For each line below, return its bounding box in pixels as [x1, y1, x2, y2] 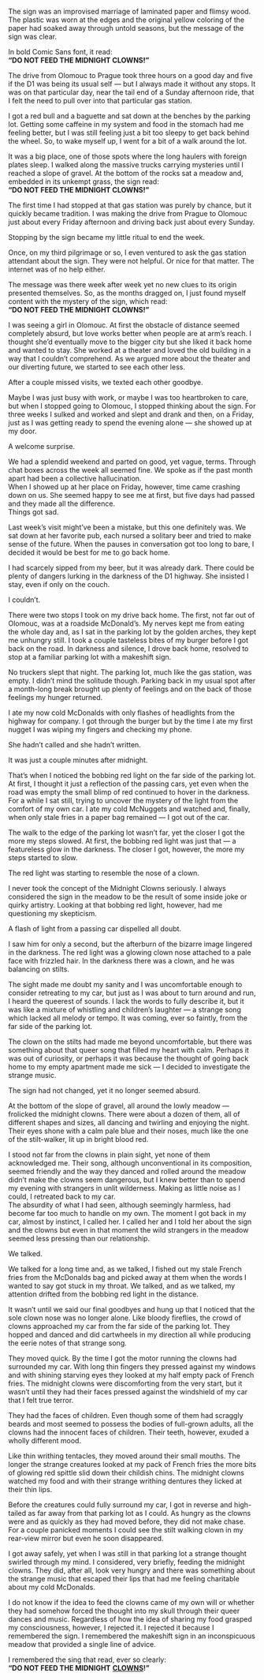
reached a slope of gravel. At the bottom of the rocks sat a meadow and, [8, 169, 244, 178]
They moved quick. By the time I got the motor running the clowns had [8, 1353, 237, 1363]
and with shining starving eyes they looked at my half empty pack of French [8, 1371, 255, 1379]
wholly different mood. [8, 1436, 81, 1445]
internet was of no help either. [8, 264, 106, 274]
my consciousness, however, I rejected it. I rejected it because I [8, 1623, 214, 1632]
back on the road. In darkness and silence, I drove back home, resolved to [8, 644, 249, 653]
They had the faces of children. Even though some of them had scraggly [8, 1411, 244, 1420]
